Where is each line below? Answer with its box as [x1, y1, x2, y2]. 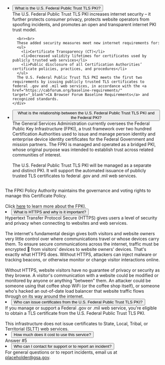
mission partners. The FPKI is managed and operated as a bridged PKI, [12, 142, 156, 147]
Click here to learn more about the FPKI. [5, 203, 86, 209]
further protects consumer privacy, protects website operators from [12, 16, 150, 22]
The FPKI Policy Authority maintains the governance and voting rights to [5, 187, 151, 193]
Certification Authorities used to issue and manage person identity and [12, 131, 156, 137]
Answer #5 [5, 337, 27, 343]
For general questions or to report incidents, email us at [5, 349, 117, 355]
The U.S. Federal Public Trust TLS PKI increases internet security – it [12, 11, 151, 17]
